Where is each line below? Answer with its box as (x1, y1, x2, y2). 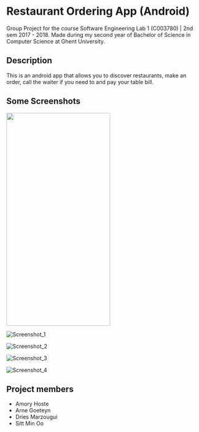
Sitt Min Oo (15, 420, 44, 427)
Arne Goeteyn (15, 407, 51, 414)
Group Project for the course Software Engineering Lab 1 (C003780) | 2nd (6, 25, 193, 32)
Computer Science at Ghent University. (6, 37, 106, 45)
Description (6, 55, 52, 66)
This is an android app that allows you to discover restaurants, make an (6, 72, 187, 79)
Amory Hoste (15, 400, 49, 407)
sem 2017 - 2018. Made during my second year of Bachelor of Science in (6, 31, 191, 38)
